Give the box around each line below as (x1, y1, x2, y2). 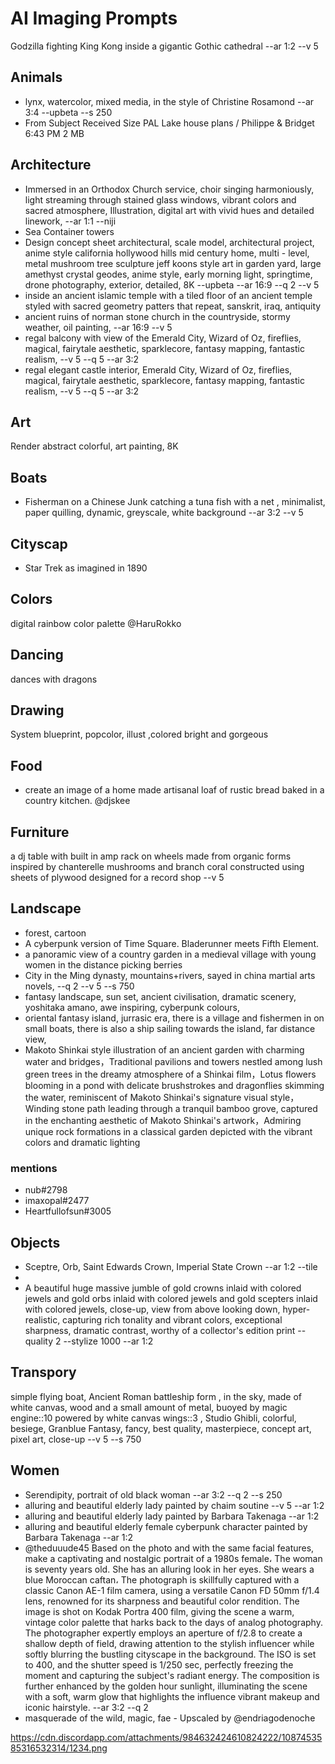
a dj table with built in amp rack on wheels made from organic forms (10, 850, 292, 862)
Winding (24, 1102, 60, 1114)
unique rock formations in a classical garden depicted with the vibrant (24, 1125, 313, 1137)
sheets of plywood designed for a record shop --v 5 (10, 872, 225, 884)
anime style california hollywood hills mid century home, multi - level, (24, 247, 310, 259)
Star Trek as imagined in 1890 (24, 562, 148, 574)
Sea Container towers (24, 225, 115, 237)
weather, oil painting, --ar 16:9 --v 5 (24, 321, 173, 333)
